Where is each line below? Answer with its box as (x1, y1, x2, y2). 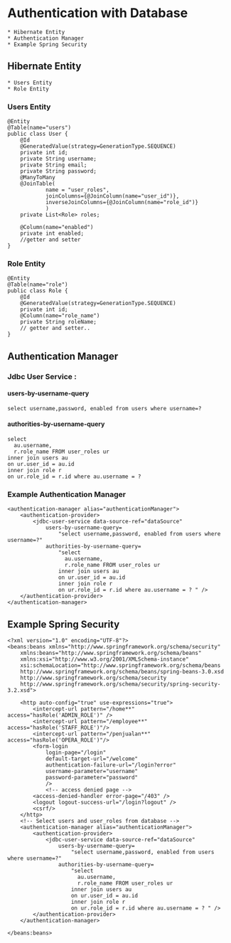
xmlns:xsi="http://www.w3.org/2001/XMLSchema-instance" (20, 656, 190, 663)
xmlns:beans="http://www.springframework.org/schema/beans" (20, 649, 202, 657)
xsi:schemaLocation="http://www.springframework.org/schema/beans (20, 662, 221, 669)
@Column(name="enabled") (20, 224, 94, 231)
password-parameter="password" (45, 774, 139, 782)
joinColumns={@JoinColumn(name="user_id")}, (45, 193, 180, 200)
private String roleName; (20, 319, 97, 326)
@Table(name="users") (7, 124, 72, 132)
